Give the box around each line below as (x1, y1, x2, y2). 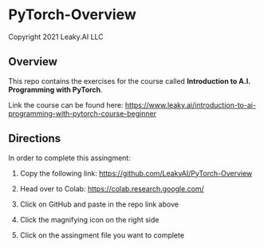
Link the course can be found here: (8, 100, 124, 109)
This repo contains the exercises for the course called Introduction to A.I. (8, 76, 251, 85)
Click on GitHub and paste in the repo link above (19, 199, 179, 209)
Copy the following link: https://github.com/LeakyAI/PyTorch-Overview (19, 168, 253, 178)
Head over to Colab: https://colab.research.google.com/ (19, 183, 205, 193)
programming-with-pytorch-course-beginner (8, 108, 157, 118)
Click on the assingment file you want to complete (19, 230, 185, 240)
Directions (8, 132, 61, 145)
